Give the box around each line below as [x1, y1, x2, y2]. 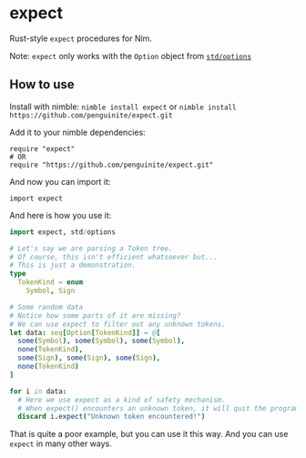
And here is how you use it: [9, 209, 112, 220]
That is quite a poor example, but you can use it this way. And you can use [9, 429, 289, 440]
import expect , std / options [9, 227, 117, 237]
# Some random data [9, 302, 84, 311]
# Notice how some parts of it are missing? [9, 310, 181, 321]
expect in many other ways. [9, 438, 112, 449]
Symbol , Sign [25, 286, 76, 295]
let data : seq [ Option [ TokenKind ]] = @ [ [9, 328, 161, 337]
